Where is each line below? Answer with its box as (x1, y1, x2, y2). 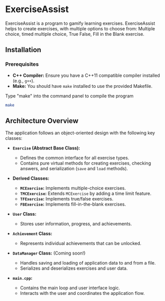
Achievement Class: (12, 231, 52, 237)
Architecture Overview (5, 116, 79, 125)
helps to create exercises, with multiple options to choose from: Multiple (5, 25, 155, 31)
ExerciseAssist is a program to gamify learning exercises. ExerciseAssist (5, 20, 155, 26)
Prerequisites (5, 61, 39, 68)
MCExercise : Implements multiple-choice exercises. (20, 185, 126, 191)
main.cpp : (12, 275, 33, 281)
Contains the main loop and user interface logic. (20, 285, 120, 291)
